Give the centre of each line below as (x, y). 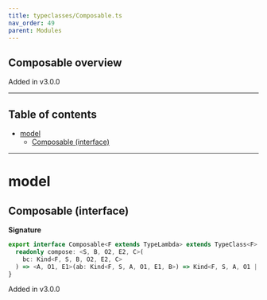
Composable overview (65, 62)
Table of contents (52, 114)
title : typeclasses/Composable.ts (66, 16)
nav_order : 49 (32, 23)
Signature (25, 230)
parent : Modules (35, 30)
